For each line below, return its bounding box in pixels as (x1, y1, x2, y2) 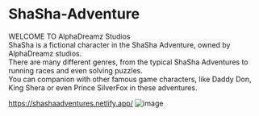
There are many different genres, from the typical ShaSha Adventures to (8, 57, 249, 67)
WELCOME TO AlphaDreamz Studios (8, 31, 131, 41)
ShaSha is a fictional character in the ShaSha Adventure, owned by (8, 39, 231, 49)
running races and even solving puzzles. (8, 65, 143, 75)
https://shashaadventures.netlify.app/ (8, 98, 133, 108)
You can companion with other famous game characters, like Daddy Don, (8, 74, 252, 84)
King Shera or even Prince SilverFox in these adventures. (8, 82, 198, 93)
